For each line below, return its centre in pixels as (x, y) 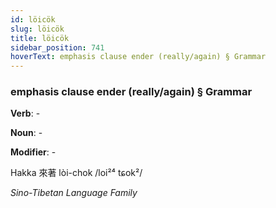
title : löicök (40, 38)
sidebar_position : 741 (57, 47)
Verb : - (25, 113)
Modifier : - (33, 152)
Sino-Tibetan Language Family (74, 193)
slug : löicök (37, 29)
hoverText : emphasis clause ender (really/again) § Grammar (138, 57)
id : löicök (33, 19)
